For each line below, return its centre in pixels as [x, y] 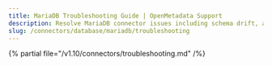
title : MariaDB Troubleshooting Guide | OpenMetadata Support [115, 16]
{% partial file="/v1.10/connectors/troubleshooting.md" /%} [107, 54]
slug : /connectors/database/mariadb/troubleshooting [99, 31]
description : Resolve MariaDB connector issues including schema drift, [134, 23]
